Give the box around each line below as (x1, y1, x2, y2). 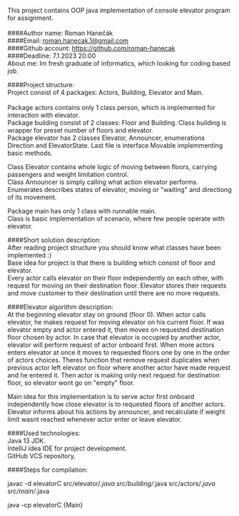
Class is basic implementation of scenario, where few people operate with (7, 214, 225, 223)
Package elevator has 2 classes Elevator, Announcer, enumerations (7, 133, 205, 142)
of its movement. (7, 193, 57, 201)
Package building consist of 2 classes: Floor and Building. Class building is (7, 118, 227, 127)
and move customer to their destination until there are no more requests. (7, 289, 220, 297)
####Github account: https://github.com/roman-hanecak (7, 44, 176, 52)
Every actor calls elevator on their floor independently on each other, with (7, 274, 224, 282)
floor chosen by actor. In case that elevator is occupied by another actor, (7, 333, 221, 341)
